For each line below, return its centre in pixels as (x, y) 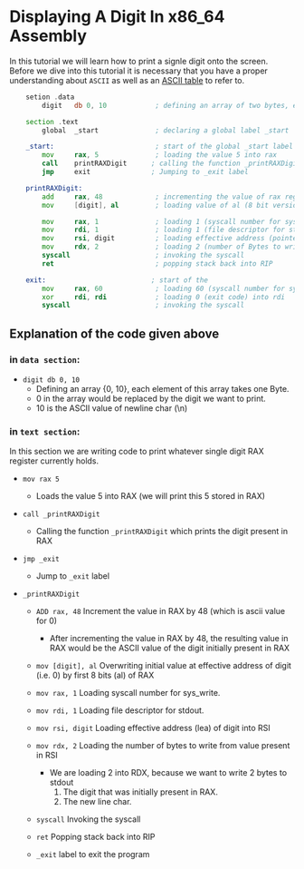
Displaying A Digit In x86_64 (117, 17)
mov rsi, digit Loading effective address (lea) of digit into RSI (153, 728)
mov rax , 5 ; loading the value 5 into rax (160, 155)
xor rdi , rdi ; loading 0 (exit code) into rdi (163, 297)
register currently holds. (54, 461)
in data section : (45, 359)
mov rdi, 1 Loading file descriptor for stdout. (120, 710)
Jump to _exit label (73, 576)
